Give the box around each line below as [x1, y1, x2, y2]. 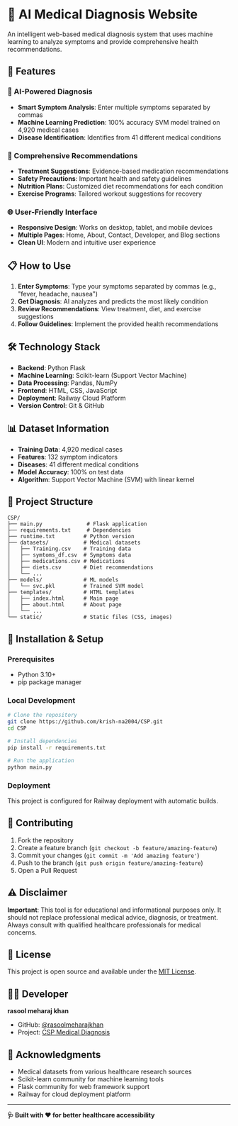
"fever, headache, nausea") [17, 290, 98, 299]
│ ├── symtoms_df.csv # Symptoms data [7, 552, 132, 559]
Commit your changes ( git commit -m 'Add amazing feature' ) [17, 851, 200, 859]
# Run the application [7, 757, 74, 764]
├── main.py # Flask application [7, 520, 147, 528]
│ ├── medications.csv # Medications [7, 558, 125, 565]
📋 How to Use [7, 260, 72, 272]
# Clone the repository [7, 712, 78, 719]
